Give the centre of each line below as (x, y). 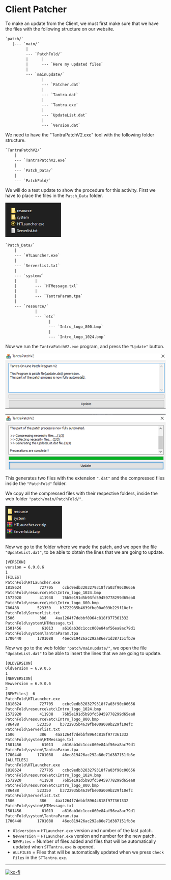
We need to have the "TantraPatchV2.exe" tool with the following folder (80, 135)
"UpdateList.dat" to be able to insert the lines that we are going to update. (83, 654)
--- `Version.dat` (61, 125)
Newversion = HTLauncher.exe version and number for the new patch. (84, 836)
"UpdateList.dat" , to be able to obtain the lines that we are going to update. (85, 552)
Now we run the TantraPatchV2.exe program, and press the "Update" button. (85, 346)
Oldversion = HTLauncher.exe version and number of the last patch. (83, 831)
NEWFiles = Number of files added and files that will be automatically (84, 841)
